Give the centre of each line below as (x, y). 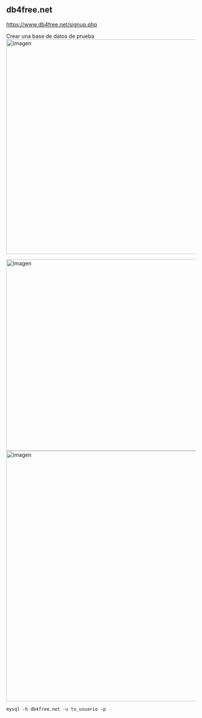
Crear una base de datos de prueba (50, 36)
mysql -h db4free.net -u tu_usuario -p (56, 709)
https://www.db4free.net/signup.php (52, 24)
